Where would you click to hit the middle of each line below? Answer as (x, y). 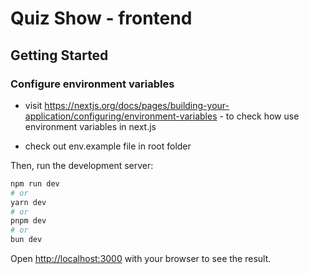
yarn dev (28, 202)
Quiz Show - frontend (101, 18)
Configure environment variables (92, 84)
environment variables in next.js (90, 126)
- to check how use (259, 116)
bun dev (26, 240)
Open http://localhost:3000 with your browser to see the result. (141, 258)
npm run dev (35, 183)
